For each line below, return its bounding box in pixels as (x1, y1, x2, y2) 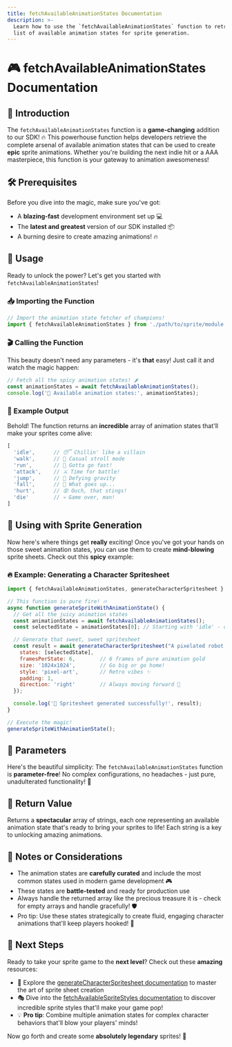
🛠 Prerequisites (7, 176, 77, 188)
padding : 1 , (19, 675, 54, 682)
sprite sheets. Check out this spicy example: (7, 553, 134, 561)
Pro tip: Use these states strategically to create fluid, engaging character (17, 912, 224, 920)
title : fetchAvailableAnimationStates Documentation (7, 10, 162, 17)
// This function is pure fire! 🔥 (7, 597, 107, 605)
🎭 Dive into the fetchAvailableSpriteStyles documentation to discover (17, 993, 216, 1001)
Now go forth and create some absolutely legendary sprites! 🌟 (7, 1032, 187, 1040)
